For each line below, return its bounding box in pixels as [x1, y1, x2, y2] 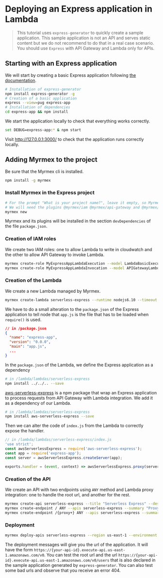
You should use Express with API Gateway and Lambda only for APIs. [16, 45, 155, 51]
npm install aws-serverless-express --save [5, 414, 95, 419]
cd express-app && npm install [5, 109, 68, 115]
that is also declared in [110, 557, 156, 563]
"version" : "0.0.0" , [9, 340, 51, 344]
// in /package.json [5, 326, 47, 331]
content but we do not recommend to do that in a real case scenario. [16, 40, 154, 46]
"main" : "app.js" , [9, 344, 47, 349]
